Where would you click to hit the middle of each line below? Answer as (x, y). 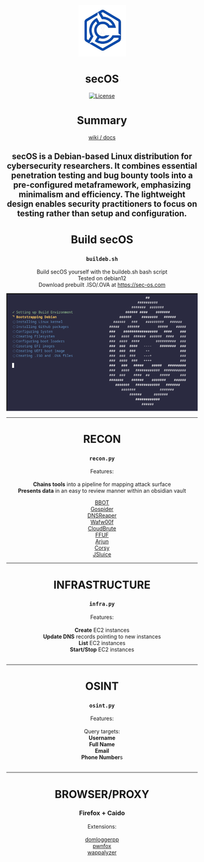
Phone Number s (102, 757)
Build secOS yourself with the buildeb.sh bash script (102, 272)
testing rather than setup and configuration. (102, 214)
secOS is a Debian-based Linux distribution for (102, 156)
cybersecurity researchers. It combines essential (102, 166)
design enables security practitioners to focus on (102, 204)
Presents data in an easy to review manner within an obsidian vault (102, 491)
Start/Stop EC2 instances (102, 649)
